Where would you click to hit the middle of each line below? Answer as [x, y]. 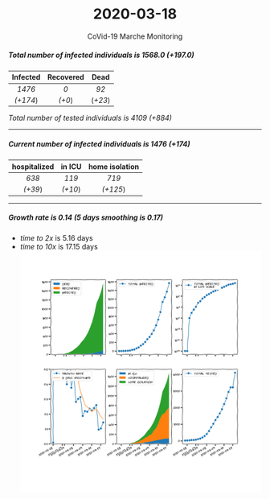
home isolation [113, 167]
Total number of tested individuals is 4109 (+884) [90, 118]
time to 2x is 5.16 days [57, 237]
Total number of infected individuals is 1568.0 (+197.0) [101, 55]
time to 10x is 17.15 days [59, 246]
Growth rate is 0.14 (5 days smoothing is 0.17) [86, 217]
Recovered [65, 77]
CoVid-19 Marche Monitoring [135, 36]
